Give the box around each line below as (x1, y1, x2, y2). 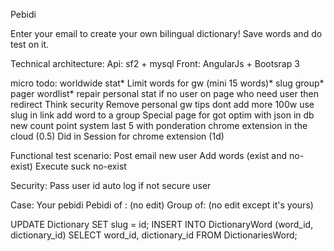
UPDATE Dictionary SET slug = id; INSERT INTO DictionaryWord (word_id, (10, 219, 314, 230)
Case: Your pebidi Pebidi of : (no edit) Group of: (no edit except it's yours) (10, 199, 314, 211)
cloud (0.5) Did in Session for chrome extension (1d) (10, 130, 225, 142)
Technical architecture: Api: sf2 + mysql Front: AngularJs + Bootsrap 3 (10, 58, 300, 69)
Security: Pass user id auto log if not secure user (10, 180, 212, 191)
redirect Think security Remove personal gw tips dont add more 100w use (10, 99, 315, 110)
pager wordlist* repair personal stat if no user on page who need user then (10, 88, 319, 99)
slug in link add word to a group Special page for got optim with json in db (10, 109, 315, 121)
